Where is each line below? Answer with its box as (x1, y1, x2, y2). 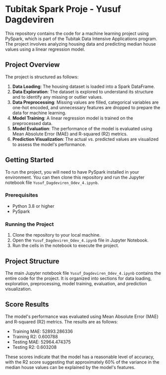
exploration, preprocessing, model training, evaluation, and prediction (5, 280, 147, 286)
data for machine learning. (12, 110, 66, 116)
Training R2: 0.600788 (12, 333, 58, 339)
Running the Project (5, 221, 54, 228)
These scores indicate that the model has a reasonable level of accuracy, (5, 354, 155, 360)
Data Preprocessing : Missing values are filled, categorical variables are (12, 99, 159, 105)
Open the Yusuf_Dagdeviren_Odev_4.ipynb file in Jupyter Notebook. (12, 237, 149, 244)
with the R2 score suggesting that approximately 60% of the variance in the (5, 359, 160, 365)
